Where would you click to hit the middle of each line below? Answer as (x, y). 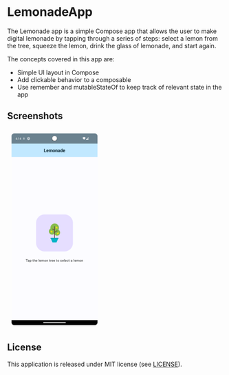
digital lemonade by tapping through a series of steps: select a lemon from (112, 38)
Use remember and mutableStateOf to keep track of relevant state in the (119, 87)
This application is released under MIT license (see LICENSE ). (95, 364)
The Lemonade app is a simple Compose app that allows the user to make (112, 31)
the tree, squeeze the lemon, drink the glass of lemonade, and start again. (112, 45)
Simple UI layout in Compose (58, 72)
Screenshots (35, 116)
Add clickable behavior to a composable (74, 79)
